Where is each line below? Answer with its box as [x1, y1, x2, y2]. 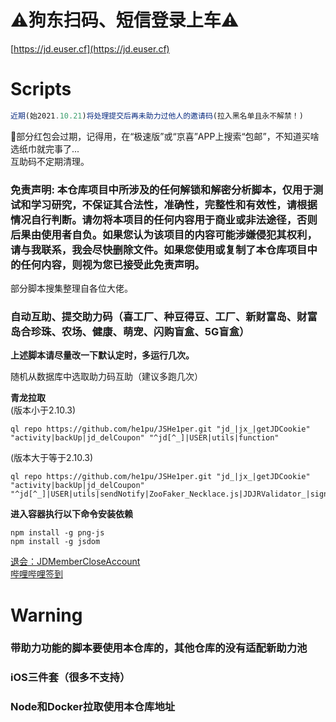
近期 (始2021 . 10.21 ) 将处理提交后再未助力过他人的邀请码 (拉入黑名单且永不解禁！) [10, 111, 304, 121]
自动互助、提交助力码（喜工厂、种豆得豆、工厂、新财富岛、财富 [10, 309, 318, 323]
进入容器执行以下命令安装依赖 [10, 508, 133, 520]
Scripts [10, 78, 72, 101]
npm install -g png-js [10, 528, 105, 538]
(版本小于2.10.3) [10, 404, 77, 416]
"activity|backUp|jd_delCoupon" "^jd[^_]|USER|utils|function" [10, 433, 280, 443]
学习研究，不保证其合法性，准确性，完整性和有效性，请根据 [30, 197, 318, 211]
